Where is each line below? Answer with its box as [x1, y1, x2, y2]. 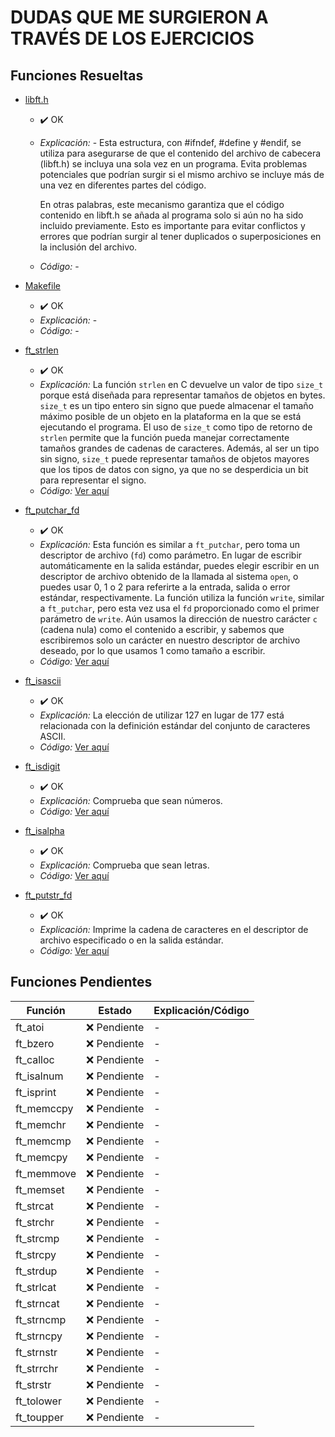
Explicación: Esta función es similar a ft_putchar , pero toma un [39, 539, 300, 550]
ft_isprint [15, 1085, 57, 1099]
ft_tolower [15, 1394, 62, 1408]
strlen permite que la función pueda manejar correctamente [39, 432, 290, 443]
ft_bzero [15, 1036, 55, 1050]
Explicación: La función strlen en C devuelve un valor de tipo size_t [39, 379, 324, 390]
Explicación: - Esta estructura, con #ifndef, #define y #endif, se [39, 137, 302, 148]
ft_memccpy [15, 1101, 74, 1115]
